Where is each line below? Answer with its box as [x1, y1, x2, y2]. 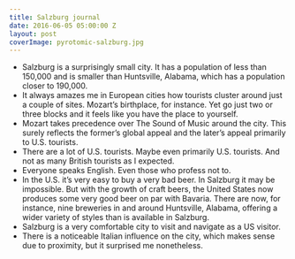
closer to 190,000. [21, 80, 88, 91]
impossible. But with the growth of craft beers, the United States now [21, 184, 274, 194]
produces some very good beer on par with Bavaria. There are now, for [21, 194, 281, 204]
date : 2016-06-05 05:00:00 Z [9, 21, 117, 30]
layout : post [9, 29, 57, 38]
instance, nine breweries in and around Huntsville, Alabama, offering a [21, 202, 278, 213]
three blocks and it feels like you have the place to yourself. [21, 109, 238, 119]
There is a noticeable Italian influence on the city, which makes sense [21, 231, 276, 241]
